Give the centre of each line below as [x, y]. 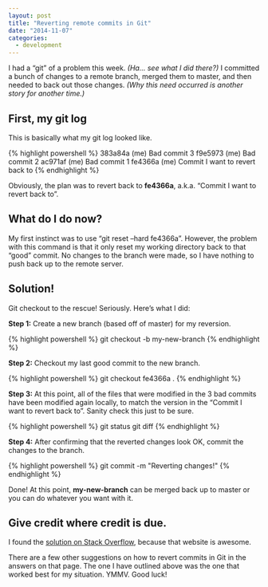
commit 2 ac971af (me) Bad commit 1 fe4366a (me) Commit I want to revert [132, 161]
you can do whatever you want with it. [71, 498]
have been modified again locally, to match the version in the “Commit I [125, 402]
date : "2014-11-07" [41, 30]
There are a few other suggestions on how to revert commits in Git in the [128, 557]
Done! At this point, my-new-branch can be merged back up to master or [129, 489]
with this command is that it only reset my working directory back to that [127, 246]
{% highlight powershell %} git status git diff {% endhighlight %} [114, 426]
